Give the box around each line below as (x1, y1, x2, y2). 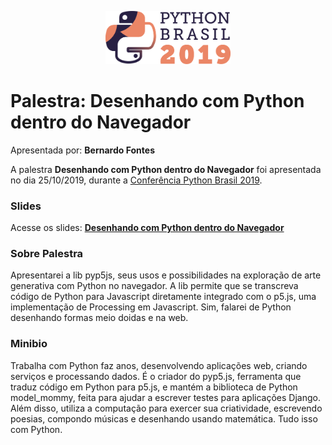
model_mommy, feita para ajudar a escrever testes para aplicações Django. (10, 391, 321, 403)
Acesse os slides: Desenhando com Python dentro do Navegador (10, 222, 285, 234)
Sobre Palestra (10, 247, 84, 260)
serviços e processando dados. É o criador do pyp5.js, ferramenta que (10, 370, 302, 382)
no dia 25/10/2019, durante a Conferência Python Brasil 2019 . (10, 174, 263, 186)
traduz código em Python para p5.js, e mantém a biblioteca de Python (10, 381, 298, 393)
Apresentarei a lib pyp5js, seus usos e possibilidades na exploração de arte (10, 269, 322, 281)
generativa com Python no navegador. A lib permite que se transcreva (10, 280, 299, 292)
